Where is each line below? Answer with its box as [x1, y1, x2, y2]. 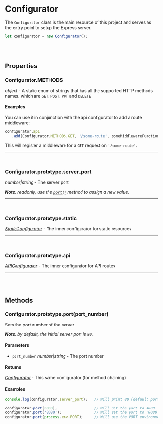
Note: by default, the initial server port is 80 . [5, 331, 93, 337]
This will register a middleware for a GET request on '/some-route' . [5, 142, 137, 148]
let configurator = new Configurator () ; [5, 34, 88, 39]
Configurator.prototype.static [5, 215, 77, 222]
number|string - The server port [5, 179, 69, 185]
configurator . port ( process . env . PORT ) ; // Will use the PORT [5, 415, 138, 420]
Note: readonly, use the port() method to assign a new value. [5, 189, 130, 195]
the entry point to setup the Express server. [5, 24, 92, 30]
